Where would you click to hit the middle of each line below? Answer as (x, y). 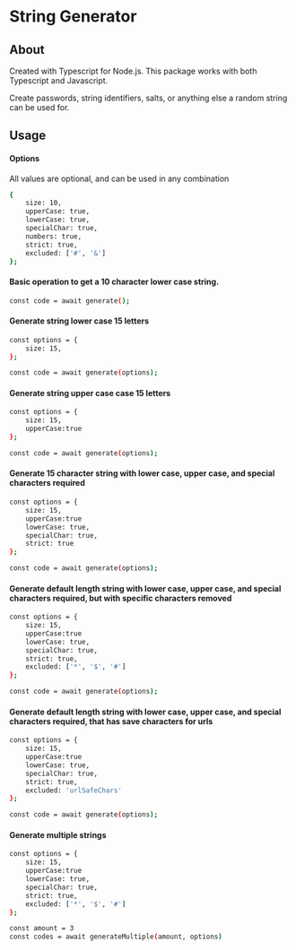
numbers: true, (54, 236)
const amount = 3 (42, 928)
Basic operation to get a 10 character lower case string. (114, 282)
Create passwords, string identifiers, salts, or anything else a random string (148, 98)
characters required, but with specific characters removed (121, 598)
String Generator (73, 17)
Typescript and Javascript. (59, 81)
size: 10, (44, 203)
